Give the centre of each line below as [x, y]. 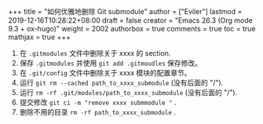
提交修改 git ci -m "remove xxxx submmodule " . [98, 102]
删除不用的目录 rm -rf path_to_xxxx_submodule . [98, 112]
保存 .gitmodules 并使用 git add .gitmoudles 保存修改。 [111, 63]
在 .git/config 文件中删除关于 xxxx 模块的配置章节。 [105, 73]
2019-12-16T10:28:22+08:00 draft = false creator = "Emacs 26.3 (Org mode [130, 20]
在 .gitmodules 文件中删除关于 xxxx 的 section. [95, 53]
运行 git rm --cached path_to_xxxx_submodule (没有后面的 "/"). [121, 82]
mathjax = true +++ [40, 37]
